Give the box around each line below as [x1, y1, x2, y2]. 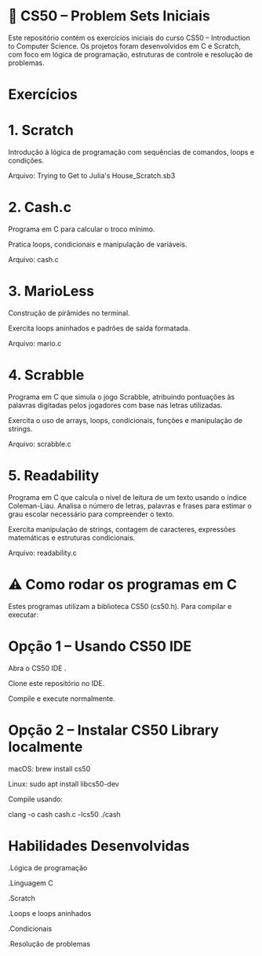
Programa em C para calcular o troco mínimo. [8, 224, 155, 234]
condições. [8, 156, 45, 166]
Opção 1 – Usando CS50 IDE [8, 637, 192, 655]
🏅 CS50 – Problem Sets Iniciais [8, 7, 210, 25]
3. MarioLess [8, 283, 95, 301]
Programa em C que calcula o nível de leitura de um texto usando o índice [8, 492, 247, 502]
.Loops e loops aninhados [8, 908, 92, 918]
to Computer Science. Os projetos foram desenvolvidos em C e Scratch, [8, 41, 242, 50]
